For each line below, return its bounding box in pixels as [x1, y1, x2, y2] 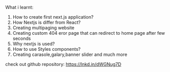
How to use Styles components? [12, 46, 81, 52]
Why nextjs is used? [12, 41, 55, 47]
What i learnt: [5, 5, 34, 10]
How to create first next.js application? [12, 14, 94, 20]
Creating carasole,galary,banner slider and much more [12, 51, 127, 57]
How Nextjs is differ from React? [12, 20, 81, 25]
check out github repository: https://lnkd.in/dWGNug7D [5, 61, 122, 67]
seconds [12, 35, 31, 41]
